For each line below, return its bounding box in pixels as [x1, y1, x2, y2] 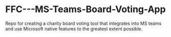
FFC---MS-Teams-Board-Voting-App [5, 4, 166, 15]
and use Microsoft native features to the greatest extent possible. [5, 25, 143, 31]
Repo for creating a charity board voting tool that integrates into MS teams [5, 20, 162, 26]
